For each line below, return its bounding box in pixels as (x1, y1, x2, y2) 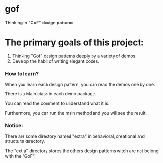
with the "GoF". (5, 153, 36, 159)
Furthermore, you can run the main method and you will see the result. (5, 110, 147, 116)
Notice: (5, 122, 23, 129)
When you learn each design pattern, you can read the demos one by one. (5, 82, 155, 88)
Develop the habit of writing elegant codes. (12, 58, 99, 64)
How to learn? (5, 70, 39, 77)
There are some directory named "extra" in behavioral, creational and (5, 133, 145, 139)
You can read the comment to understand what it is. (5, 100, 110, 106)
